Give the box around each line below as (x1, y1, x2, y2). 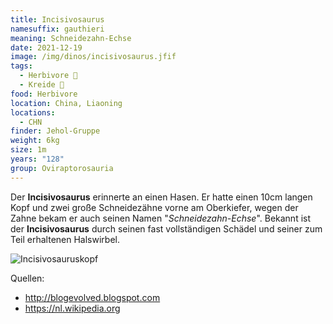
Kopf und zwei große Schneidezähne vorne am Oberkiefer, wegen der (10, 201, 299, 213)
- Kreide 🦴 (19, 80, 65, 90)
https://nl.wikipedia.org (24, 302, 121, 314)
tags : (10, 61, 33, 71)
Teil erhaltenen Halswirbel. (10, 233, 120, 245)
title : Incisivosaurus (10, 14, 105, 25)
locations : (10, 107, 56, 118)
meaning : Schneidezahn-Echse (10, 33, 132, 43)
